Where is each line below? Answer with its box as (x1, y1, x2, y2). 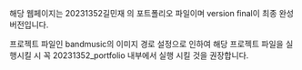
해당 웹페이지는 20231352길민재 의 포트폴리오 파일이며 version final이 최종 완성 (9, 8, 294, 18)
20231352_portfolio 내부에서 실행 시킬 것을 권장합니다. (53, 50, 249, 61)
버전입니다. (9, 19, 49, 30)
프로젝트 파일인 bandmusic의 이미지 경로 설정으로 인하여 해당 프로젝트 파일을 (9, 39, 284, 49)
